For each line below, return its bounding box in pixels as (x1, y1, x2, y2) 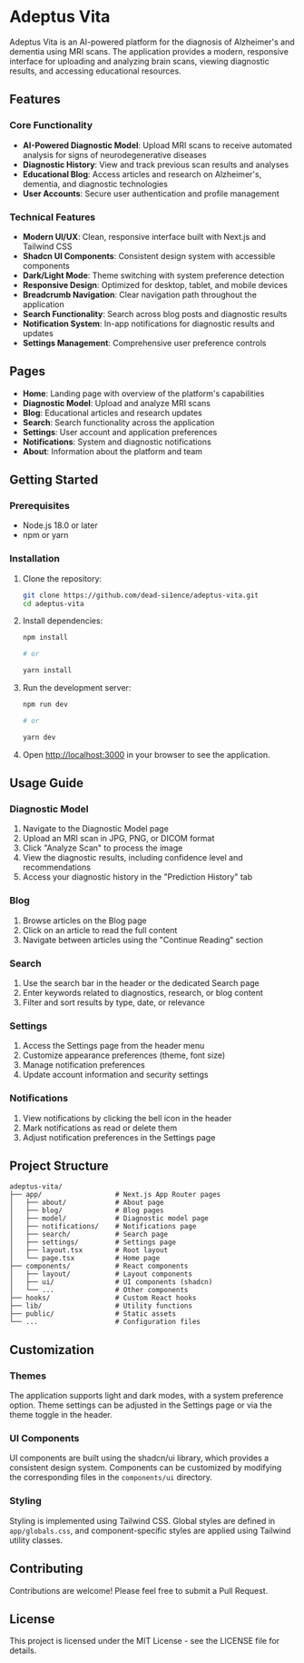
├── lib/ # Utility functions (9, 1301, 193, 1310)
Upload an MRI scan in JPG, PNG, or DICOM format (22, 833, 215, 844)
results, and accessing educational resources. (9, 65, 181, 76)
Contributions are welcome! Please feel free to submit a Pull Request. (9, 1585, 269, 1596)
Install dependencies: (22, 615, 103, 626)
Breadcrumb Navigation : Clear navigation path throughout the (22, 289, 257, 300)
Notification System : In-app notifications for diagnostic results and (22, 318, 275, 329)
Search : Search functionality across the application (22, 416, 215, 428)
